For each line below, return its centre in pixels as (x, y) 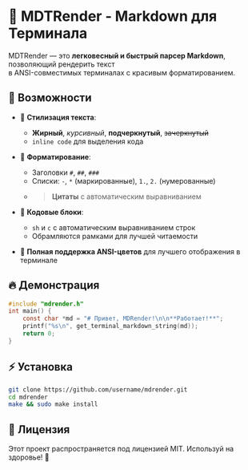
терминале (39, 260)
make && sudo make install (53, 404)
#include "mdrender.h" (46, 304)
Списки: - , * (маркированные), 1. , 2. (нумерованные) (124, 180)
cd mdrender (28, 397)
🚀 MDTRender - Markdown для (113, 16)
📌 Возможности (50, 98)
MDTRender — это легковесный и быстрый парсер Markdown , (117, 55)
